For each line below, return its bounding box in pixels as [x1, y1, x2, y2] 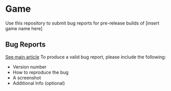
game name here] [5, 25, 42, 31]
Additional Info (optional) [12, 80, 65, 86]
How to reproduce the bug [12, 69, 69, 75]
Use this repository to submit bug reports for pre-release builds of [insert [5, 20, 160, 26]
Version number [12, 63, 47, 70]
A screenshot [12, 75, 41, 81]
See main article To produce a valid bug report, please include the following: [5, 54, 166, 60]
